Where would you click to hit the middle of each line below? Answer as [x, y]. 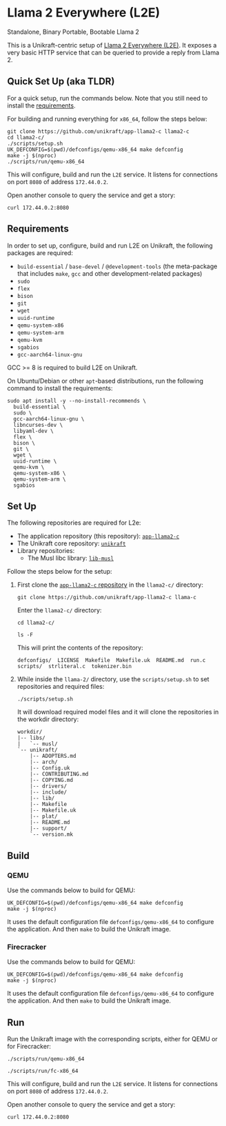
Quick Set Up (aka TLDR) [61, 82]
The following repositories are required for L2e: [74, 523]
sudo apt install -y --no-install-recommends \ [77, 401]
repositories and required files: [61, 687]
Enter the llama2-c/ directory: [59, 610]
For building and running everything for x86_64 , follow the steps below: [107, 119]
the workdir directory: [48, 719]
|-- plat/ [44, 816]
